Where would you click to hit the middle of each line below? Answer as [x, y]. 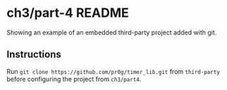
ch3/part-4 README [68, 13]
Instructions [34, 54]
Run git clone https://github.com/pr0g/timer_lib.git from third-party [113, 71]
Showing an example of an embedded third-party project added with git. [112, 32]
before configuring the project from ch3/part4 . [74, 79]
